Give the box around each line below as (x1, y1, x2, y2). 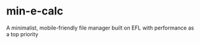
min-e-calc (6, 4, 63, 18)
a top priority (6, 30, 39, 37)
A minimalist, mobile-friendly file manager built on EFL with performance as (6, 24, 195, 31)
